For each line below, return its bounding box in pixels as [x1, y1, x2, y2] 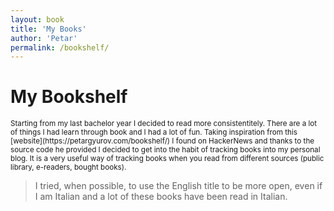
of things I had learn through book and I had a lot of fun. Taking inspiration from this [10, 127, 298, 138]
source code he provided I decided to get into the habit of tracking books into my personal [10, 145, 321, 155]
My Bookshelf [10, 86, 128, 108]
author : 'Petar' [10, 33, 78, 43]
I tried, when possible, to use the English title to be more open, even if [34, 180, 323, 192]
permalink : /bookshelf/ [10, 42, 110, 53]
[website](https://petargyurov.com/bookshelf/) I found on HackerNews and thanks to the [10, 136, 315, 146]
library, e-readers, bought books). [10, 162, 127, 173]
